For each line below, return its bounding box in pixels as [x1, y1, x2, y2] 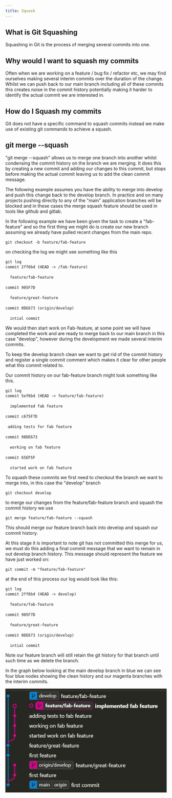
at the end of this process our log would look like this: [5, 576, 118, 582]
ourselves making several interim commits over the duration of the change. [5, 76, 164, 82]
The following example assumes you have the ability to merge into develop [5, 186, 163, 192]
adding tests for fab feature [7, 424, 72, 429]
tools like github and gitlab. [5, 208, 62, 214]
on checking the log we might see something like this [5, 248, 118, 255]
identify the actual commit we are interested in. [5, 92, 105, 98]
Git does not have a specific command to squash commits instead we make [5, 121, 165, 127]
